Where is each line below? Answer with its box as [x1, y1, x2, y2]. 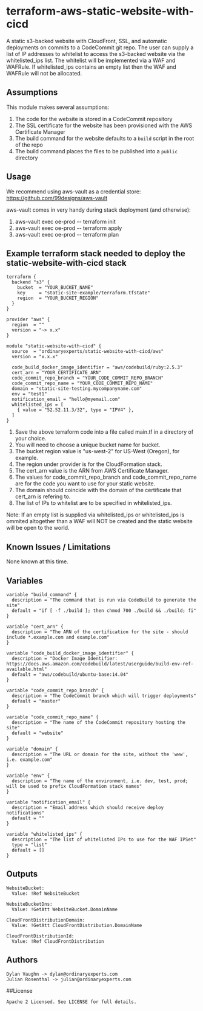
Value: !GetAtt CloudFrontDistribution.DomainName [12, 922, 142, 928]
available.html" [6, 666, 47, 672]
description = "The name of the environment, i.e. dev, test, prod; [12, 778, 188, 784]
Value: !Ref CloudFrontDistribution [12, 938, 104, 944]
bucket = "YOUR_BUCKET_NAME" [17, 285, 94, 291]
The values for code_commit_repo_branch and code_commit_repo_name [15, 473, 197, 481]
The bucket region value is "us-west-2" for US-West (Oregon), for [15, 448, 180, 455]
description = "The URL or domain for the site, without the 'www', [12, 751, 188, 757]
